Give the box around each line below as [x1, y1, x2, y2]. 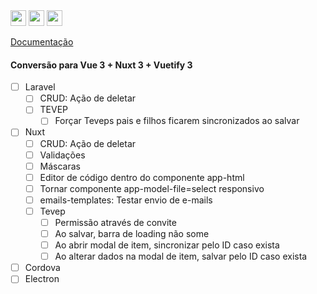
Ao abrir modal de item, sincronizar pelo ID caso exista [54, 239, 280, 251]
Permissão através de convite [54, 216, 177, 228]
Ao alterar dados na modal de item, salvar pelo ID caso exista [54, 250, 308, 263]
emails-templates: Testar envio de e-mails [39, 194, 213, 206]
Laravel [24, 81, 56, 93]
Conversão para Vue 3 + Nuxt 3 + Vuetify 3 [10, 59, 193, 71]
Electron [24, 273, 60, 285]
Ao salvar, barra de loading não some [54, 228, 210, 240]
